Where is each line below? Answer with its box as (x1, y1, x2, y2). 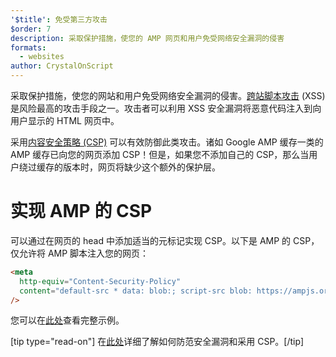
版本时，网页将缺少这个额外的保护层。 (62, 161, 221, 173)
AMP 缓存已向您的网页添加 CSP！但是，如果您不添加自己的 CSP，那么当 (10, 149, 310, 160)
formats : (10, 42, 47, 53)
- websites (19, 52, 65, 62)
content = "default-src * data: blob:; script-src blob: (19, 286, 253, 296)
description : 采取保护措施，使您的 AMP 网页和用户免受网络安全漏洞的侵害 (10, 33, 285, 43)
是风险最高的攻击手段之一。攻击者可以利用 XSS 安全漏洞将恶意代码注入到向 (10, 102, 322, 114)
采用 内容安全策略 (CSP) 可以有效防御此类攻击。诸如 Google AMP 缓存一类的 (10, 136, 324, 148)
